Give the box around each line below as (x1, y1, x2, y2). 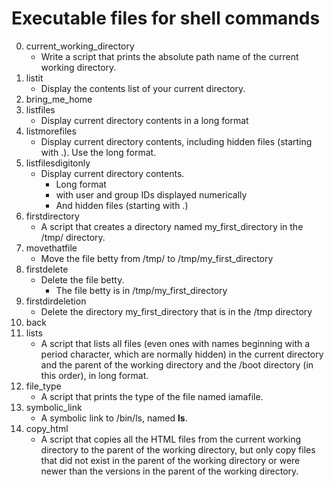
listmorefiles (25, 125, 77, 137)
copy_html (25, 422, 69, 434)
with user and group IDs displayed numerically (55, 188, 248, 201)
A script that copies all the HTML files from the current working (40, 433, 302, 445)
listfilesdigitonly (25, 157, 91, 169)
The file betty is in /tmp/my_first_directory (55, 284, 228, 296)
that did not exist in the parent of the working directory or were (40, 454, 301, 466)
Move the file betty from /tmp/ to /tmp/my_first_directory (40, 252, 274, 264)
